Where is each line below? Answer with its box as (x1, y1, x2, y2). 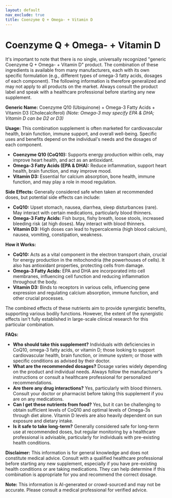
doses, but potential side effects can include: (5, 194, 101, 200)
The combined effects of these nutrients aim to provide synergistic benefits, (5, 305, 166, 311)
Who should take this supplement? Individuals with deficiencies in (12, 341, 155, 347)
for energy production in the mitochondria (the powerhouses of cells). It (12, 257, 165, 263)
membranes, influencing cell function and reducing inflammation (12, 273, 150, 280)
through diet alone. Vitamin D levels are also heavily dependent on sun (12, 412, 162, 419)
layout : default (5, 7, 40, 13)
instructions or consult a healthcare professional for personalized (12, 374, 151, 380)
